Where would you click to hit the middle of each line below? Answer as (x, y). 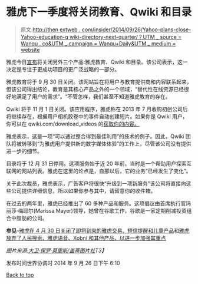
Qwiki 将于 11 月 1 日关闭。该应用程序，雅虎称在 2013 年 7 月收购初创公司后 (97, 109)
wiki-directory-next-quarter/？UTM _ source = (126, 37)
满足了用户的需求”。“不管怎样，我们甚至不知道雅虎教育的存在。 (93, 96)
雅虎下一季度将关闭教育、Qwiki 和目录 (99, 12)
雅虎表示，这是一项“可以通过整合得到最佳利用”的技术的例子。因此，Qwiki (95, 136)
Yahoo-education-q (44, 37)
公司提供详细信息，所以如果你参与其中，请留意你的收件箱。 (83, 191)
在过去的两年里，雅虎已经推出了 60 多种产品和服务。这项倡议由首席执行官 (96, 203)
